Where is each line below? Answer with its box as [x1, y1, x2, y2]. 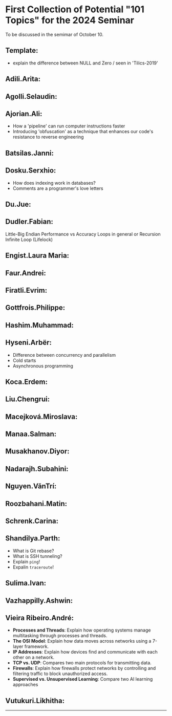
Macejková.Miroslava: [5, 412, 78, 421]
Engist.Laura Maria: [5, 251, 70, 260]
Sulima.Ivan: [5, 579, 47, 588]
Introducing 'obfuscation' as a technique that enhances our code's [12, 128, 154, 135]
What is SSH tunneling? [12, 553, 62, 559]
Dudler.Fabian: [5, 218, 54, 226]
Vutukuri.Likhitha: [5, 696, 65, 705]
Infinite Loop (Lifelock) [5, 236, 53, 243]
